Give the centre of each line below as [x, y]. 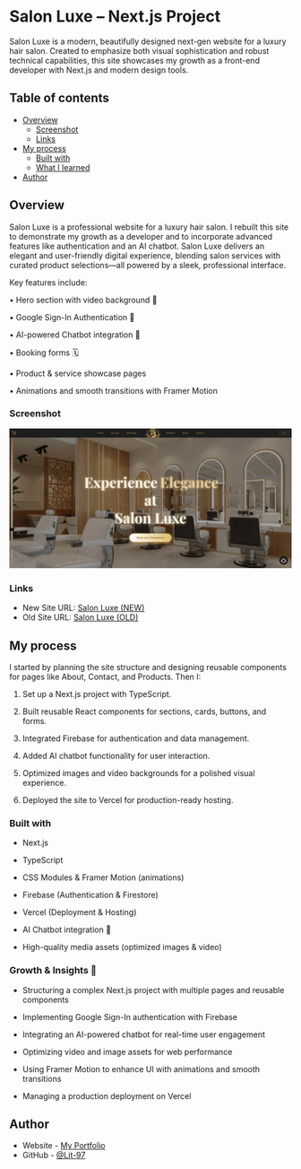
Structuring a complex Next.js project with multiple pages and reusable [153, 990]
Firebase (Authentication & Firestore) [90, 895]
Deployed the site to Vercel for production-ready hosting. [128, 800]
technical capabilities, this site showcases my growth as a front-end [134, 60]
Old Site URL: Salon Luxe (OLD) [80, 617]
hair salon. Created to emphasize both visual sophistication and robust [139, 50]
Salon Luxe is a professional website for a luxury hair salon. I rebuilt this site [149, 227]
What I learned [63, 167]
